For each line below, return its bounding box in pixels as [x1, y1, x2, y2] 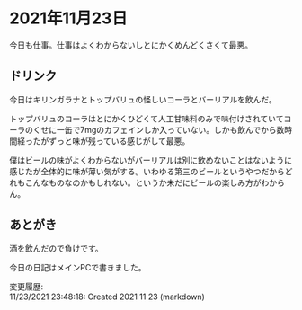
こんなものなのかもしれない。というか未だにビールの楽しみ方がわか [24, 177, 277, 188]
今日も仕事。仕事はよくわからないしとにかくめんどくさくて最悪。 [9, 40, 253, 50]
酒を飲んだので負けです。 [9, 243, 103, 253]
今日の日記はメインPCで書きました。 [9, 261, 147, 272]
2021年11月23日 [9, 8, 129, 29]
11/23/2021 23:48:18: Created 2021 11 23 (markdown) [9, 291, 205, 302]
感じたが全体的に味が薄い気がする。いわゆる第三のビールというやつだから [9, 165, 285, 176]
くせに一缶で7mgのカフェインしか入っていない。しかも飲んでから [32, 124, 277, 135]
